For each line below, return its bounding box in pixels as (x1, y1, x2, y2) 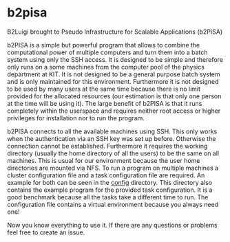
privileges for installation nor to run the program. (7, 113, 145, 122)
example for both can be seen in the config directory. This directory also (7, 178, 213, 186)
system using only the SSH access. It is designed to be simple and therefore (7, 55, 224, 63)
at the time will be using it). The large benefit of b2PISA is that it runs (7, 99, 202, 107)
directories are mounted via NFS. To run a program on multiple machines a (7, 164, 219, 172)
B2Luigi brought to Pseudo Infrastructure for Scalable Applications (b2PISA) (7, 27, 223, 36)
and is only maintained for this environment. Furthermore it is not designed (7, 77, 219, 85)
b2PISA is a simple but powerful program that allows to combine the (7, 41, 200, 49)
